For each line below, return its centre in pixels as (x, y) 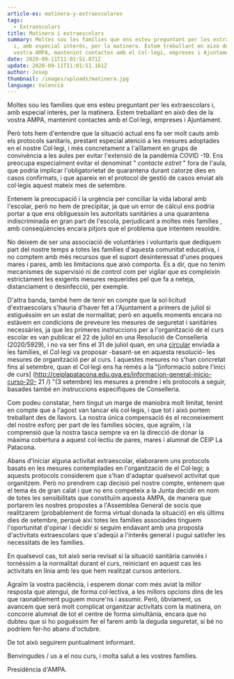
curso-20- (22, 382)
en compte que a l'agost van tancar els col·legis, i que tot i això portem (109, 410)
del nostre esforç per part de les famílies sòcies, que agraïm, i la (99, 425)
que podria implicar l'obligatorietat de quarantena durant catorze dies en (111, 170)
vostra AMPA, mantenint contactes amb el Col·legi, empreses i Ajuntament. (115, 120)
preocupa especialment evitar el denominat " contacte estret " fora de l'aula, (117, 163)
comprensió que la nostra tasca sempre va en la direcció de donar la (106, 432)
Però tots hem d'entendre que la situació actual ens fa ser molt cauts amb (113, 133)
